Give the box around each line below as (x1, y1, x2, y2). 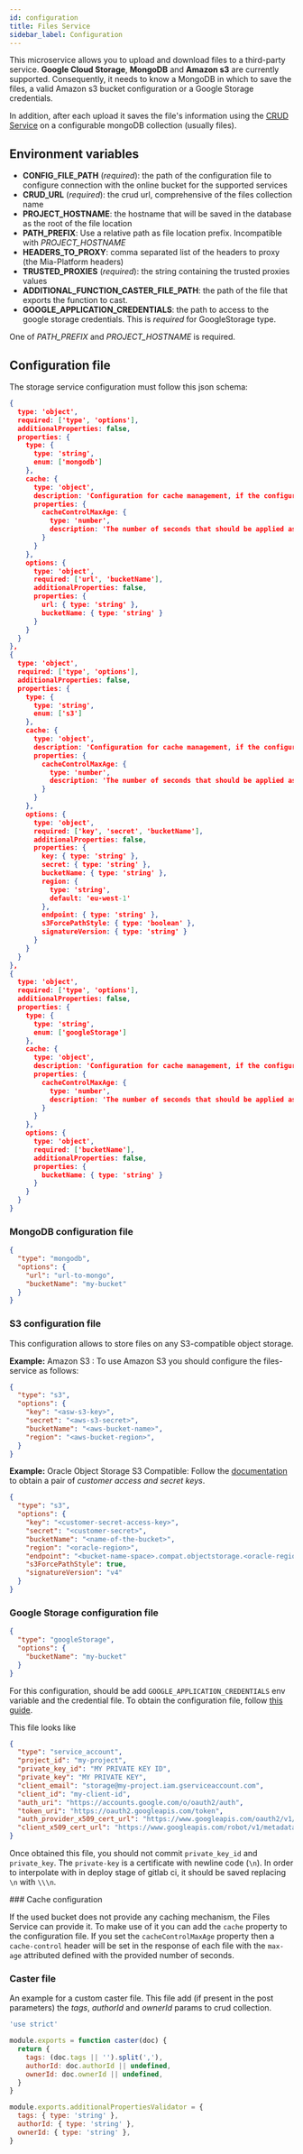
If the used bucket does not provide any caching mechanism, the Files (9, 1911, 271, 1922)
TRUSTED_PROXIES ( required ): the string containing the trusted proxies (22, 266, 290, 277)
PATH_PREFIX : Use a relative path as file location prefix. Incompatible (22, 227, 282, 239)
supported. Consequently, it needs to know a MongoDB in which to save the (9, 74, 292, 85)
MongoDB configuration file (9, 1225, 133, 1238)
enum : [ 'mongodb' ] (32, 457, 103, 467)
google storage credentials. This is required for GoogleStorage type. (22, 314, 277, 325)
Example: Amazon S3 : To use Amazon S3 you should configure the (9, 1355, 262, 1367)
